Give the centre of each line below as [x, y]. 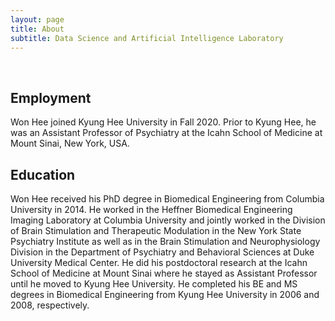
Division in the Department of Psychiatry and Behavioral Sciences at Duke [162, 252]
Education [43, 174]
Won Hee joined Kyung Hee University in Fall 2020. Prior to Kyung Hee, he [163, 122]
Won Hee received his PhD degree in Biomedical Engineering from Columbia [167, 199]
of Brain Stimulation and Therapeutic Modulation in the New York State [156, 230]
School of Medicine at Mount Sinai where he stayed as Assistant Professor [164, 273]
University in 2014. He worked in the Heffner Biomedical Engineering [151, 209]
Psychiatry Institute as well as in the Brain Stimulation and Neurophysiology [165, 241]
